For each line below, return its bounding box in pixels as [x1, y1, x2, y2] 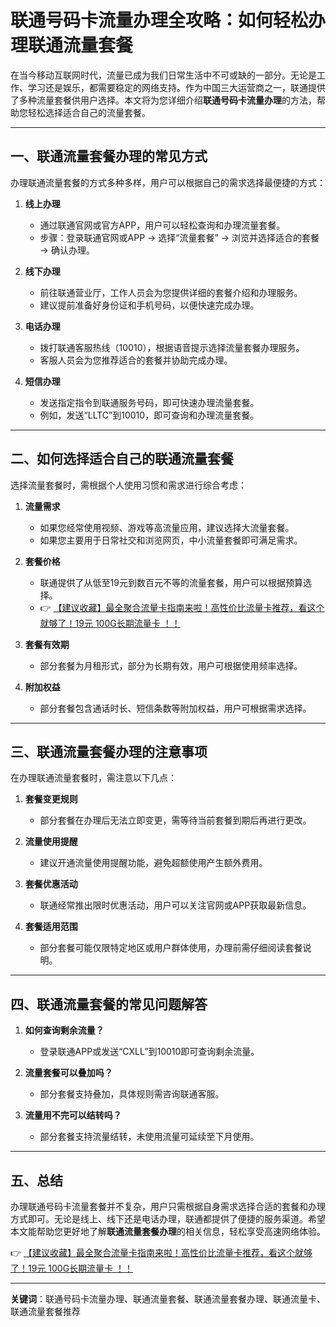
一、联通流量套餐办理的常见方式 [10, 148, 208, 165]
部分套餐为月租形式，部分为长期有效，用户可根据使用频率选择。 [39, 659, 303, 671]
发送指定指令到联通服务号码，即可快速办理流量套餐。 [39, 396, 260, 408]
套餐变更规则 [24, 793, 78, 805]
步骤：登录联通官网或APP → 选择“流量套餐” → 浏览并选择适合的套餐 [39, 231, 320, 243]
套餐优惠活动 [24, 878, 78, 890]
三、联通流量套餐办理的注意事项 [10, 743, 208, 760]
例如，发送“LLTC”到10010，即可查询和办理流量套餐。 [39, 409, 260, 421]
